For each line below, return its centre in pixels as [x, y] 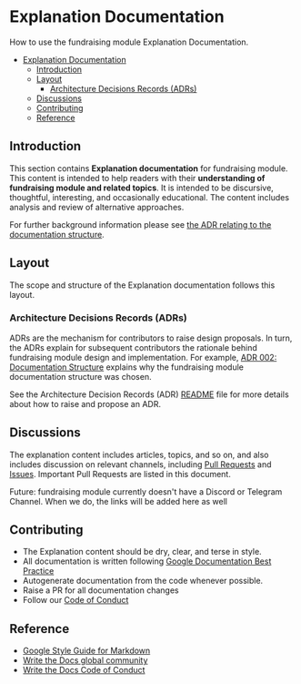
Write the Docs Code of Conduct [84, 670]
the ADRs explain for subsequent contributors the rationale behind [133, 347]
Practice [38, 571]
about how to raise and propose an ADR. [85, 403]
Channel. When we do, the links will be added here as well [118, 501]
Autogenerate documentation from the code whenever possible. [143, 581]
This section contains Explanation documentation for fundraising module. [149, 168]
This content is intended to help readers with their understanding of [137, 178]
